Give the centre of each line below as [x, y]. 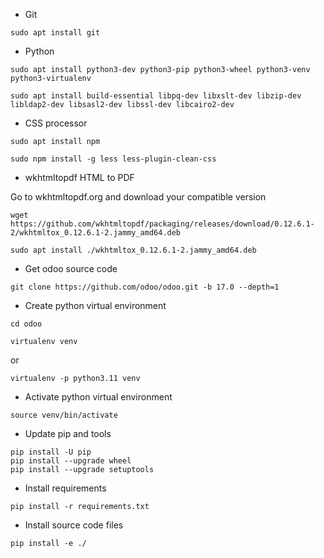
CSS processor [56, 123]
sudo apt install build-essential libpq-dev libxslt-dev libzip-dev [156, 96]
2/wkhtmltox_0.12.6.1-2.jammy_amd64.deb [96, 233]
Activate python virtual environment [98, 397]
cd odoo [26, 324]
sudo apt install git [55, 33]
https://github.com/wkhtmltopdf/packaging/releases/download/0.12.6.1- [162, 224]
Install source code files [74, 525]
